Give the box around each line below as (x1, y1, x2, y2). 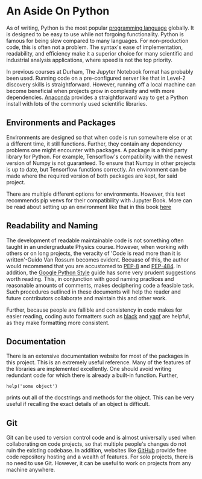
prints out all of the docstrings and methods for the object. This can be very (6, 394, 195, 401)
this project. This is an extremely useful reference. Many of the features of (6, 359, 191, 366)
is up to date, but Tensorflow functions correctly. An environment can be (6, 166, 187, 173)
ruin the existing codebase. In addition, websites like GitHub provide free (6, 447, 187, 454)
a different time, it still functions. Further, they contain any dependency (6, 140, 182, 147)
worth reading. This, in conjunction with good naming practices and (6, 275, 174, 282)
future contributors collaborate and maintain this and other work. (6, 294, 167, 301)
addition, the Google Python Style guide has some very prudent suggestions (6, 269, 196, 276)
